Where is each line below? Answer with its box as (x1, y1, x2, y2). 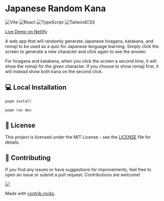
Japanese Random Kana (5, 3, 106, 14)
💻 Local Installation (5, 83, 67, 92)
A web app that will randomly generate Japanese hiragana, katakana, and (5, 38, 154, 44)
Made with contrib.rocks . (5, 191, 56, 197)
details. (5, 139, 20, 145)
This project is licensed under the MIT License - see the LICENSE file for (5, 134, 151, 140)
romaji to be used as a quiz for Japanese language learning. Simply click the (5, 43, 159, 49)
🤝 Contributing (5, 153, 51, 162)
